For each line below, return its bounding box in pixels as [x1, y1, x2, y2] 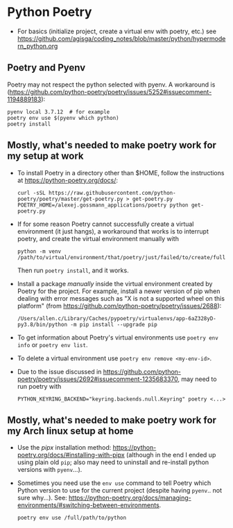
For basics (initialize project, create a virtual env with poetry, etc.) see [17, 27, 217, 35]
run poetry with [17, 382, 62, 390]
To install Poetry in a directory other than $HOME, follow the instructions [17, 168, 225, 177]
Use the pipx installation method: [17, 443, 112, 452]
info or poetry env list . [17, 340, 88, 349]
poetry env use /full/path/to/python [17, 514, 127, 522]
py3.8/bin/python [17, 321, 68, 328]
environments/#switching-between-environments [17, 501, 159, 509]
